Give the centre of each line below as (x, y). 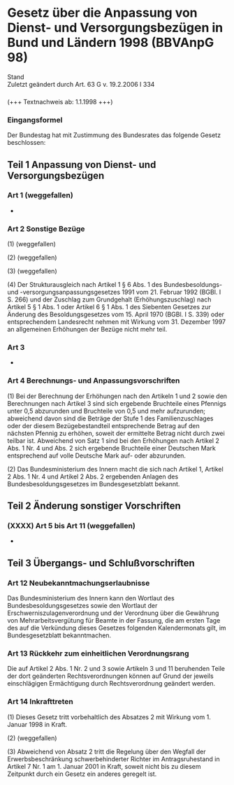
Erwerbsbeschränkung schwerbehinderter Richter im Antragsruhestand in (114, 759)
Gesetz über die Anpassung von (102, 13)
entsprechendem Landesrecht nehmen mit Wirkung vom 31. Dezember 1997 (116, 322)
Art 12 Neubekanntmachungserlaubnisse (79, 583)
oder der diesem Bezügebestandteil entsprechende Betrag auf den (104, 425)
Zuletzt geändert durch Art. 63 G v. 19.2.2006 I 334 (81, 84)
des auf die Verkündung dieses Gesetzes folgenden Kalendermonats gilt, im (117, 628)
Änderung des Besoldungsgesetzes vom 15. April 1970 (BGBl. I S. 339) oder (116, 314)
